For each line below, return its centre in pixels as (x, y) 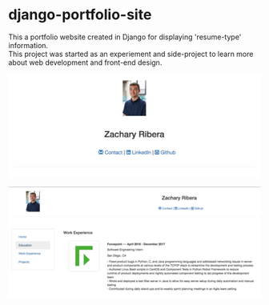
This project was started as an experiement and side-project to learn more (131, 54)
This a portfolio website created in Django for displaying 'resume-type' (125, 37)
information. (28, 45)
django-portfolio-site (80, 15)
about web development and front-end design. (85, 62)
